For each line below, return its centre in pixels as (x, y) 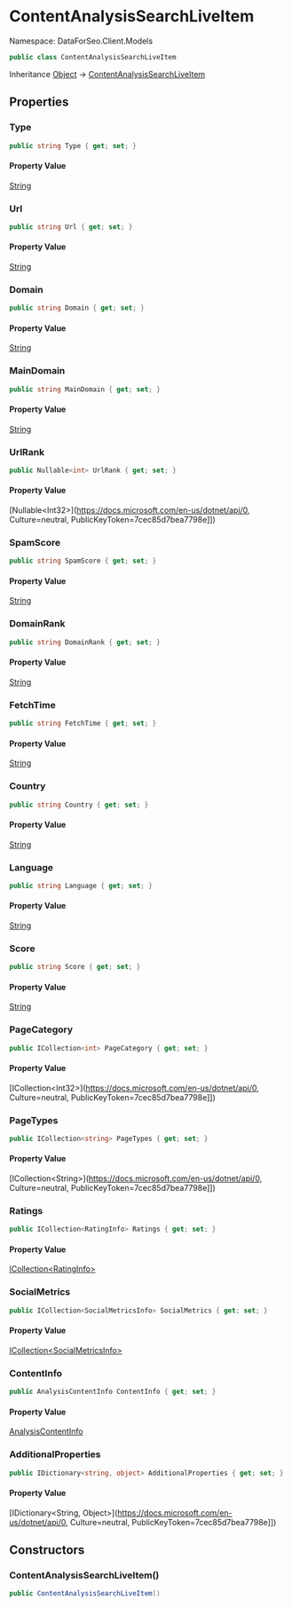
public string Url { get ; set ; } (71, 227)
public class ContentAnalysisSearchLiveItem (93, 57)
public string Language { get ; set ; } (81, 886)
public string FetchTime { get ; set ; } (83, 724)
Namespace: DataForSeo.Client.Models (81, 41)
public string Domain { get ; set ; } (77, 308)
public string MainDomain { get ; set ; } (85, 389)
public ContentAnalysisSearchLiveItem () (85, 1594)
